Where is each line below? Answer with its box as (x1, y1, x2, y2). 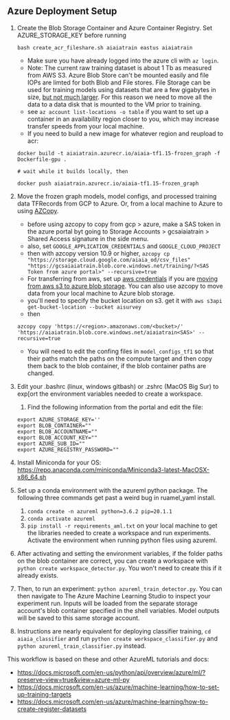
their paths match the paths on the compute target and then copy (27, 354, 213, 363)
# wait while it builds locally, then (16, 168, 128, 175)
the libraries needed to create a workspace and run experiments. (27, 528, 211, 537)
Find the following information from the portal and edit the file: (27, 403, 204, 411)
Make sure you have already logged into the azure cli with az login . (27, 56, 219, 65)
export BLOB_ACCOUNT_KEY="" (16, 434, 97, 441)
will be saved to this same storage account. (16, 614, 140, 622)
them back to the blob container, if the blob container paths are (27, 361, 207, 370)
